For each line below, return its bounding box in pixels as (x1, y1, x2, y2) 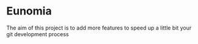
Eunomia (6, 4, 52, 18)
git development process (6, 30, 69, 37)
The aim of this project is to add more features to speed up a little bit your (6, 24, 192, 31)
